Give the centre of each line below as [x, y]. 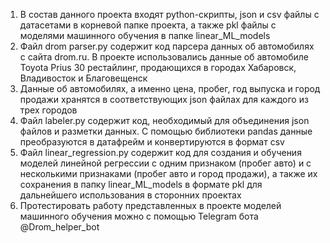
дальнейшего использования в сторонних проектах [130, 195]
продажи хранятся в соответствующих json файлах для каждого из [164, 99]
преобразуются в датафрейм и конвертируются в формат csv [152, 142]
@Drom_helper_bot [59, 227]
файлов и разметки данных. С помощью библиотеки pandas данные [166, 131]
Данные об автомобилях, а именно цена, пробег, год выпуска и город [170, 88]
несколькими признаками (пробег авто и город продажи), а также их [168, 173]
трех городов [48, 110]
